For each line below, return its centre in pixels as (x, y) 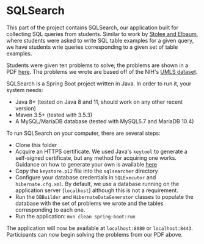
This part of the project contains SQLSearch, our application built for (93, 27)
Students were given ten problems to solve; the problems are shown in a (97, 65)
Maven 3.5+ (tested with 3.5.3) (54, 115)
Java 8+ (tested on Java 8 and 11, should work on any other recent (99, 102)
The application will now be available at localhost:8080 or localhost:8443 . (100, 228)
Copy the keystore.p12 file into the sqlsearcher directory (86, 171)
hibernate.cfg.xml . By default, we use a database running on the (97, 184)
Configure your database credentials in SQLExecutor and (86, 177)
